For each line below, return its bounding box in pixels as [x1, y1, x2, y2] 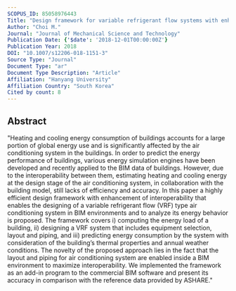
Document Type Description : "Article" [7, 69, 121, 76]
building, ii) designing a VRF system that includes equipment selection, [7, 223, 212, 232]
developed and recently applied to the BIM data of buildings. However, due [7, 163, 224, 172]
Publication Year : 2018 [7, 43, 77, 50]
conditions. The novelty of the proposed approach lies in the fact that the [7, 246, 219, 254]
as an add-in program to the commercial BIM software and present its [7, 268, 209, 277]
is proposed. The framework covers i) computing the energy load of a [7, 216, 209, 224]
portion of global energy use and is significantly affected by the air [7, 141, 200, 149]
